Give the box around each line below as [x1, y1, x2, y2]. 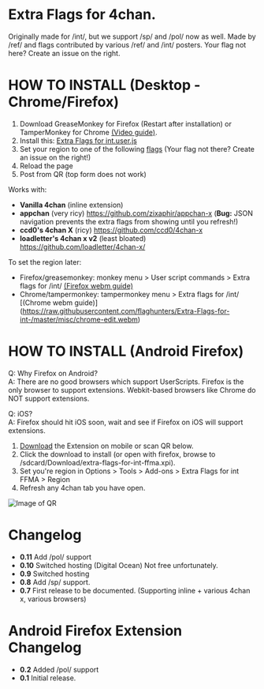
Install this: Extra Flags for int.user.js [19, 136, 138, 145]
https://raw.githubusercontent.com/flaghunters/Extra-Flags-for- [22, 306, 230, 315]
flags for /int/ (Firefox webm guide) [19, 280, 134, 290]
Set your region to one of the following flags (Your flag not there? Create [19, 144, 255, 153]
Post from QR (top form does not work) [19, 169, 147, 179]
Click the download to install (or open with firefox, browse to [19, 449, 216, 459]
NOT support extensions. [8, 393, 90, 403]
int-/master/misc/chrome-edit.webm [19, 314, 138, 324]
